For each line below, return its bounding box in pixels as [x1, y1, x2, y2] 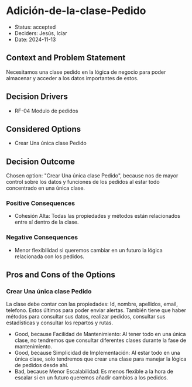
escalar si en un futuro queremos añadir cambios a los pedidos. [14, 374, 169, 381]
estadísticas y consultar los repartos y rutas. [6, 319, 113, 326]
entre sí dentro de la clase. [14, 218, 79, 226]
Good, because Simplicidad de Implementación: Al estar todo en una [14, 350, 180, 357]
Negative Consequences [6, 233, 78, 241]
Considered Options [6, 124, 81, 134]
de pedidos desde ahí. [14, 362, 68, 369]
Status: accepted [14, 23, 56, 30]
